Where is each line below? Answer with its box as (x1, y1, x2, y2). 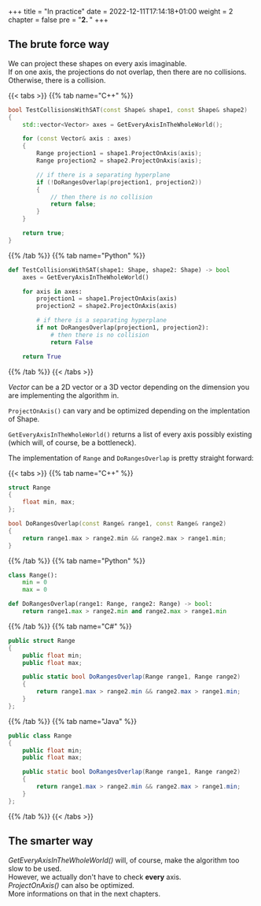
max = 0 (22, 586, 47, 594)
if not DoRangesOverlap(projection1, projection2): (36, 324, 210, 332)
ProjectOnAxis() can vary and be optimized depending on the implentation (8, 406, 250, 415)
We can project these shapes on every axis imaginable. (8, 58, 187, 68)
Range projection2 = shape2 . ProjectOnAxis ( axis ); (36, 157, 202, 165)
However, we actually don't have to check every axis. (8, 872, 182, 882)
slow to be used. (8, 863, 62, 873)
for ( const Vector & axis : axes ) (22, 135, 132, 143)
